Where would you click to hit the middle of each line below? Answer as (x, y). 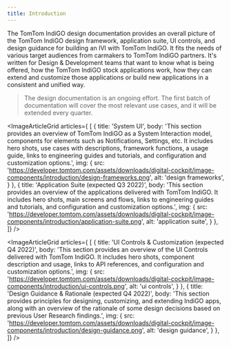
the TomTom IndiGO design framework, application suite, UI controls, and (111, 40)
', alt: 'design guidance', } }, (180, 330)
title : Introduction (37, 13)
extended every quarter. (58, 113)
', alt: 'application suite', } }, (180, 221)
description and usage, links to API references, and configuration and (106, 264)
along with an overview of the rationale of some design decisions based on (114, 308)
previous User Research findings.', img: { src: (71, 316)
